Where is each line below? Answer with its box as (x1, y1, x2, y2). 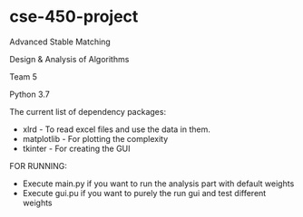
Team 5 (9, 71, 38, 82)
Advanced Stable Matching (9, 36, 111, 47)
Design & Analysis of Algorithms (9, 53, 130, 64)
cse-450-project (9, 6, 139, 27)
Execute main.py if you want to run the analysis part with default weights (22, 178, 295, 189)
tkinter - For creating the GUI (22, 143, 131, 154)
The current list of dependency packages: (9, 106, 166, 117)
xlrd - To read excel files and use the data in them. (22, 124, 211, 135)
